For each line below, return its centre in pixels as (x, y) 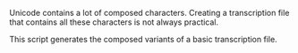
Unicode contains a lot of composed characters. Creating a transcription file (149, 13)
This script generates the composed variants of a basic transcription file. (143, 39)
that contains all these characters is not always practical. (114, 22)
